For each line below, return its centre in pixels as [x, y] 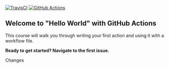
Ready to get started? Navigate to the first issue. [57, 50]
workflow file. [19, 40]
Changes [15, 60]
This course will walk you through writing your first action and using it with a [85, 35]
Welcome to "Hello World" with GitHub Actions [81, 23]
